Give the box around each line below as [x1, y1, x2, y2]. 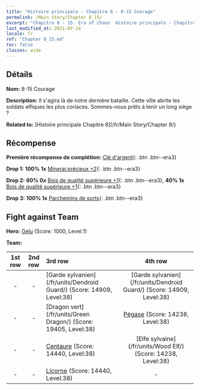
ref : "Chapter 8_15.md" [6, 36, 65, 42]
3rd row [46, 257, 69, 265]
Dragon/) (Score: [46, 317, 93, 326]
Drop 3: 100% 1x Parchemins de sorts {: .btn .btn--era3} [6, 194, 143, 202]
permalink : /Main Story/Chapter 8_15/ [6, 14, 102, 20]
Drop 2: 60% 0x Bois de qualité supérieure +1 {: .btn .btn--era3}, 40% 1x [6, 177, 185, 184]
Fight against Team [6, 212, 79, 222]
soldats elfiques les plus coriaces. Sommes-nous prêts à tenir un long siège [6, 103, 192, 110]
